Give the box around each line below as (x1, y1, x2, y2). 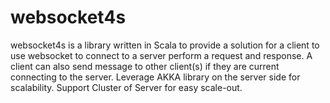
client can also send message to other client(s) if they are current (10, 60, 280, 72)
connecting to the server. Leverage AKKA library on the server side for (10, 71, 301, 83)
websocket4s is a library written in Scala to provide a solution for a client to (10, 39, 320, 51)
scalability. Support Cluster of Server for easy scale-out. (10, 81, 243, 93)
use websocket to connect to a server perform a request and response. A (10, 49, 313, 61)
